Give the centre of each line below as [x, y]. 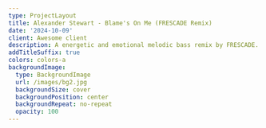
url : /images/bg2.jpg [52, 82]
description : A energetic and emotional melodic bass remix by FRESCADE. [134, 45]
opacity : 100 [37, 112]
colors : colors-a [37, 60]
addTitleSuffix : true [44, 52]
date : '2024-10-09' [41, 30]
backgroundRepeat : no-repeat [64, 104]
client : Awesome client [48, 38]
